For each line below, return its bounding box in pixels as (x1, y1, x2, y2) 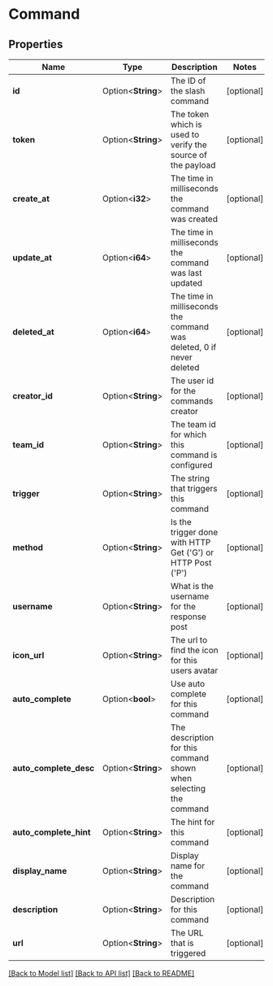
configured (170, 460, 213, 470)
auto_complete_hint (12, 827, 91, 838)
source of (170, 150, 207, 160)
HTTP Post (170, 557, 212, 568)
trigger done (170, 526, 219, 538)
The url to (170, 635, 208, 645)
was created (170, 213, 218, 225)
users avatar (170, 665, 219, 676)
